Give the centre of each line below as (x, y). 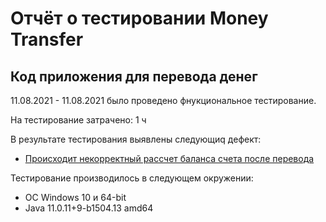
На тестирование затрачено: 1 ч (78, 120)
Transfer (47, 39)
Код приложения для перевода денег (134, 76)
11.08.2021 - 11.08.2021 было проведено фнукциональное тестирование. (163, 100)
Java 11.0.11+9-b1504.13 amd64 (89, 208)
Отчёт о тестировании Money (139, 18)
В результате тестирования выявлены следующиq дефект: (136, 139)
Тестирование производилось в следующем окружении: (132, 178)
